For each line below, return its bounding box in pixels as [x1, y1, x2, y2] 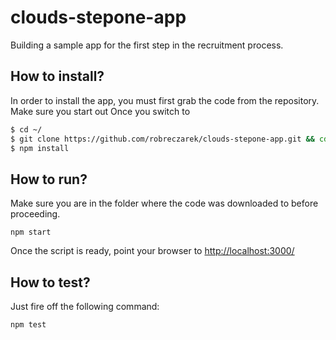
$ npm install [10, 143, 70, 153]
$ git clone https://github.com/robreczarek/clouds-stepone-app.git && [10, 134, 315, 144]
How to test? [10, 274, 91, 291]
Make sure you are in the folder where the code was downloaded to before [10, 197, 319, 210]
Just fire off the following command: [10, 301, 160, 312]
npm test [10, 320, 47, 330]
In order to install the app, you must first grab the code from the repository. [10, 94, 320, 106]
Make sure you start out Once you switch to [10, 105, 191, 117]
